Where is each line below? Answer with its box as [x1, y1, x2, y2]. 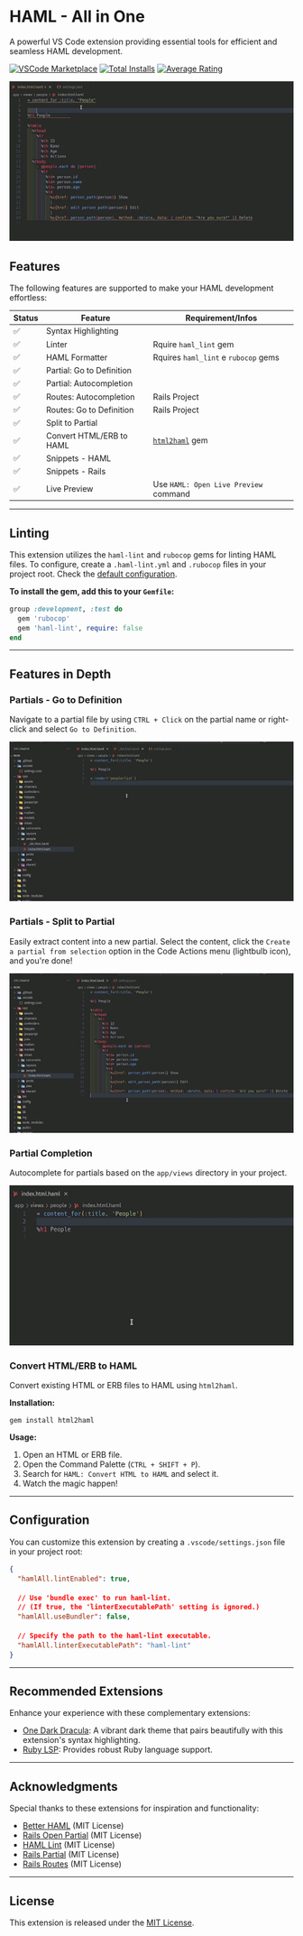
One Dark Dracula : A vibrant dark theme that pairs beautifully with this [22, 1725, 284, 1736]
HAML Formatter [46, 352, 108, 363]
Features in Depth [9, 666, 112, 682]
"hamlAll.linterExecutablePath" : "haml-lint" [17, 1640, 192, 1650]
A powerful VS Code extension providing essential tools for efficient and [9, 36, 278, 47]
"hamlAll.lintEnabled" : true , [17, 1574, 131, 1583]
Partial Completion [9, 1148, 93, 1160]
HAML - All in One [9, 6, 146, 27]
